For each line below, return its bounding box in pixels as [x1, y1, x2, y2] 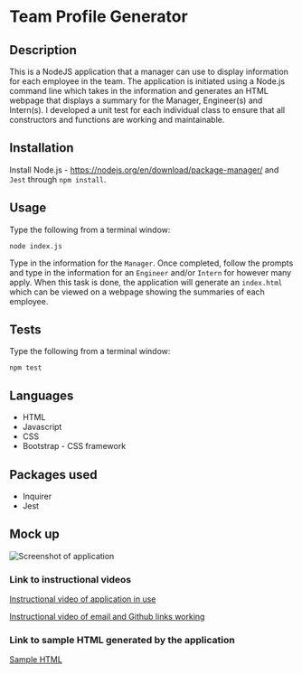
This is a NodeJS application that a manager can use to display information [9, 66, 289, 77]
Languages [9, 388, 74, 403]
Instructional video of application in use [9, 594, 156, 604]
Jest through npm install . [9, 173, 107, 184]
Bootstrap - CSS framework [22, 441, 127, 452]
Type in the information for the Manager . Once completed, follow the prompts [9, 257, 294, 268]
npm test [9, 363, 42, 372]
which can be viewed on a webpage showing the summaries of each [9, 286, 265, 297]
